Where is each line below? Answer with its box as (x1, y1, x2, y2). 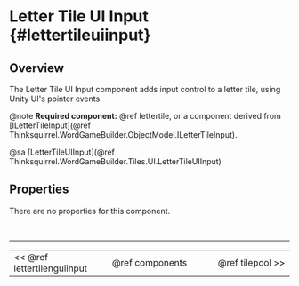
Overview (9, 60, 65, 75)
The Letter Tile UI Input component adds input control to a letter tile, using (9, 84, 281, 94)
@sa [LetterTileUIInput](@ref (9, 147, 116, 157)
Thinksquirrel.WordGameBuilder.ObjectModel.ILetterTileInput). (9, 130, 238, 139)
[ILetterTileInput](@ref (9, 120, 92, 131)
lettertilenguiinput (13, 262, 87, 274)
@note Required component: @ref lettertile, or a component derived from (9, 111, 282, 121)
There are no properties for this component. (9, 205, 171, 216)
